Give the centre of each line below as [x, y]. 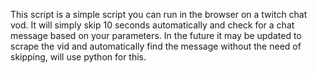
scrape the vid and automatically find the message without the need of [156, 46]
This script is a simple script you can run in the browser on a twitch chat [159, 14]
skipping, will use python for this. [78, 57]
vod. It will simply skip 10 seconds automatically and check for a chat [152, 25]
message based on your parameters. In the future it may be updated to [156, 35]
